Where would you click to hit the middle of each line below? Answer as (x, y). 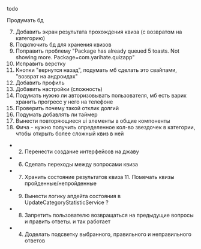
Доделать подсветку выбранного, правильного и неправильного (108, 234)
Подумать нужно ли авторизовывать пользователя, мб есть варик (101, 95)
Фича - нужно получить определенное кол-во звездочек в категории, (105, 127)
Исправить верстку (40, 63)
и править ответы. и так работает (67, 221)
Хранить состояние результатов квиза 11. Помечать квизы (99, 177)
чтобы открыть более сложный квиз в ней (70, 133)
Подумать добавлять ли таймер (56, 114)
